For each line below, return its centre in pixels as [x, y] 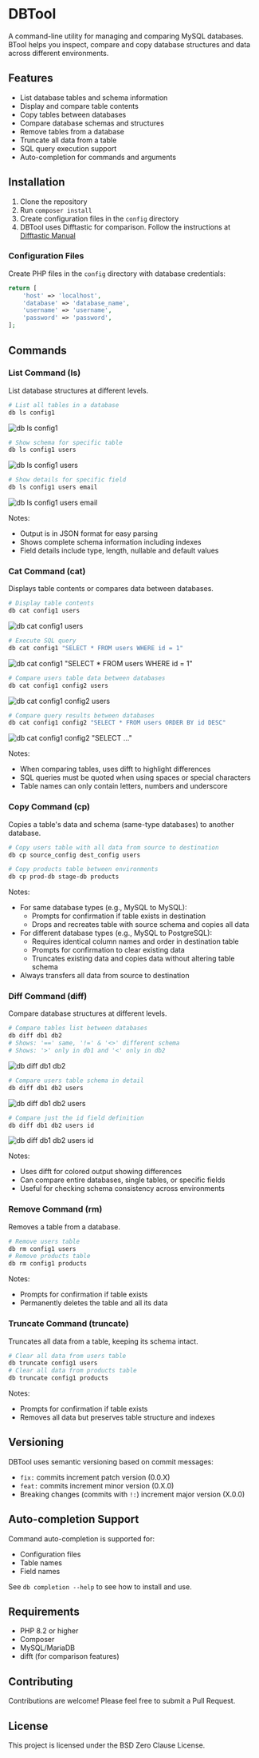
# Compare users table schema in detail [77, 1081]
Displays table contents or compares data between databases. [111, 589]
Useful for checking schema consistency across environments [122, 1189]
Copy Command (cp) [49, 807]
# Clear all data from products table [73, 1371]
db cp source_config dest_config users [75, 855]
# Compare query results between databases [82, 715]
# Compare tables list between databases [78, 1029]
